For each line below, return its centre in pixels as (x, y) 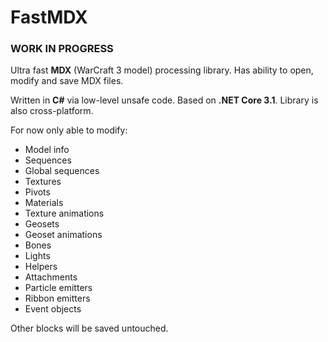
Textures (43, 182)
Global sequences (62, 171)
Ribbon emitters (57, 298)
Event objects (53, 309)
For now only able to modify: (69, 130)
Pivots (37, 192)
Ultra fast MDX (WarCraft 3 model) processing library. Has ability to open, (162, 70)
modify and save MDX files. (67, 81)
